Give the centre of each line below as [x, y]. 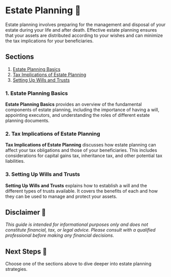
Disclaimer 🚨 [26, 212]
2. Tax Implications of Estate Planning [53, 134]
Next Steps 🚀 [26, 251]
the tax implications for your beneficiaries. [50, 41]
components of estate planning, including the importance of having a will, [82, 110]
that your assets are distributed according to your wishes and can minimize [84, 35]
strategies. [17, 269]
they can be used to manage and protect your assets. [61, 196]
